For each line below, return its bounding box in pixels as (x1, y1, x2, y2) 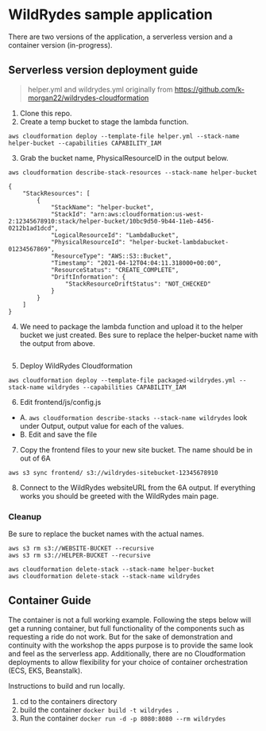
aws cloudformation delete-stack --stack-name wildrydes (8, 573, 201, 581)
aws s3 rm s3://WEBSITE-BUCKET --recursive (8, 545, 155, 553)
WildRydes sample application (8, 6, 213, 24)
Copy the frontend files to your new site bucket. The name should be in (19, 445, 253, 454)
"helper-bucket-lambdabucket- (129, 238, 229, 246)
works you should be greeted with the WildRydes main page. (19, 491, 219, 500)
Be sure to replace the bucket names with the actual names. (8, 529, 205, 539)
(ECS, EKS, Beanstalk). (8, 666, 83, 675)
